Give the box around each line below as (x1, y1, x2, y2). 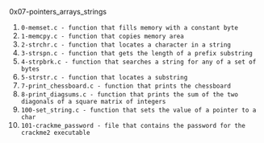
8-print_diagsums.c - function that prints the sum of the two (20, 91, 239, 99)
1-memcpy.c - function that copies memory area (20, 32, 184, 40)
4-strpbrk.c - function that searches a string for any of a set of (20, 58, 257, 66)
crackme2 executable (20, 129, 90, 137)
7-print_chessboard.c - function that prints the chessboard (20, 82, 232, 90)
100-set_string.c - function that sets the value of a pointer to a (20, 106, 257, 114)
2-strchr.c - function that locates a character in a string (20, 41, 232, 49)
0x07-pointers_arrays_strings (9, 7, 107, 16)
